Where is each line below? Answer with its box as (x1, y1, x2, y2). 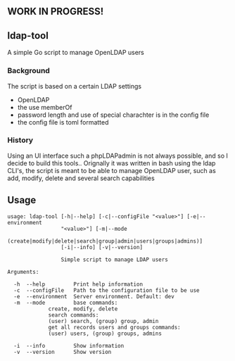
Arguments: (7, 268, 39, 275)
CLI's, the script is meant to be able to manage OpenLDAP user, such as (7, 166, 216, 175)
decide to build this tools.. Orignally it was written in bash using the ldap (7, 158, 216, 167)
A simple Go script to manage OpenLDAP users (7, 49, 144, 57)
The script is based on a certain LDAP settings (7, 82, 142, 90)
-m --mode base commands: (13, 299, 118, 306)
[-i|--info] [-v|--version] (61, 243, 143, 251)
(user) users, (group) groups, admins (48, 330, 162, 337)
